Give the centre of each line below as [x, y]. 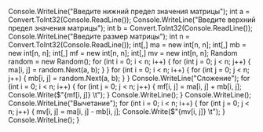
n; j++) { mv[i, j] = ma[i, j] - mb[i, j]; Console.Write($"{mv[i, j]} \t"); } [117, 112]
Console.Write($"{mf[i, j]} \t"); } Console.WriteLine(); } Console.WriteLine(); [130, 95]
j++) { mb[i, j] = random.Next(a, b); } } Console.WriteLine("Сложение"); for [129, 78]
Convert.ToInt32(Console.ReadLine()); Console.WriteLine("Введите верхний [132, 20]
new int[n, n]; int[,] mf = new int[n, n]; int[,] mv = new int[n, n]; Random [123, 53]
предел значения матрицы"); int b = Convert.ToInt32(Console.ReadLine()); [130, 28]
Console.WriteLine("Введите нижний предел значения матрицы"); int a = [129, 11]
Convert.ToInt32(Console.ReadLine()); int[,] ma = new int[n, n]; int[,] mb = [128, 45]
